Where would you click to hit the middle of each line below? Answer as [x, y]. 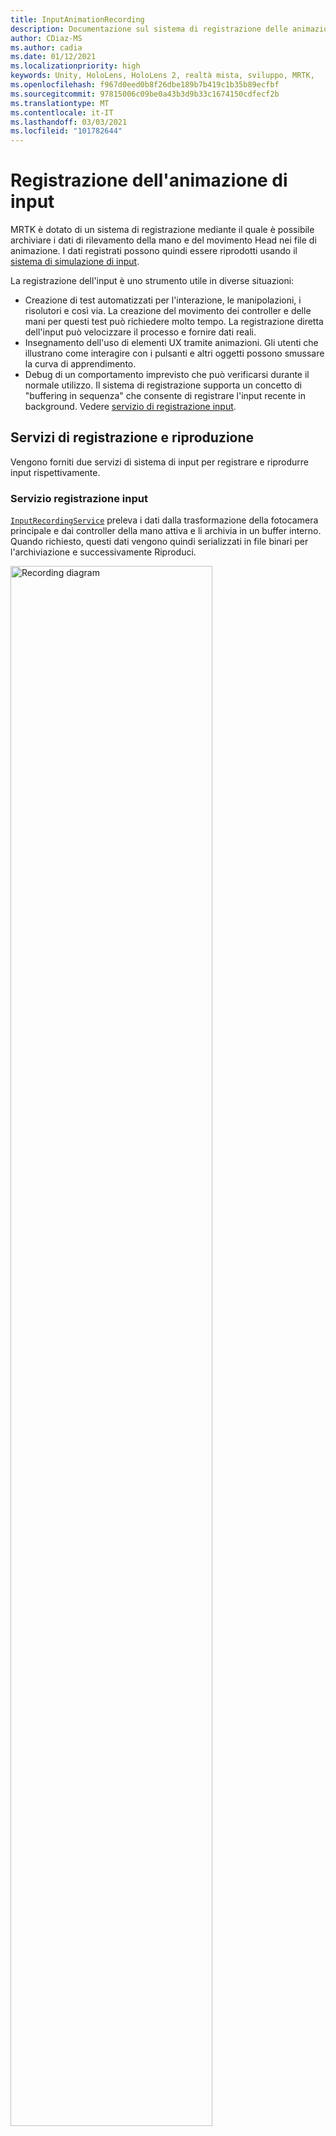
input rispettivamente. [55, 472]
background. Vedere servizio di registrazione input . [130, 407]
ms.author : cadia [46, 47]
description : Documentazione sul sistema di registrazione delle [149, 29]
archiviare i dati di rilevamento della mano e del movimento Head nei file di [163, 240]
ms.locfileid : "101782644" [66, 131]
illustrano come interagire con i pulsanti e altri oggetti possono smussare [174, 353]
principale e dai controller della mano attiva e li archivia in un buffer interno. [166, 531]
